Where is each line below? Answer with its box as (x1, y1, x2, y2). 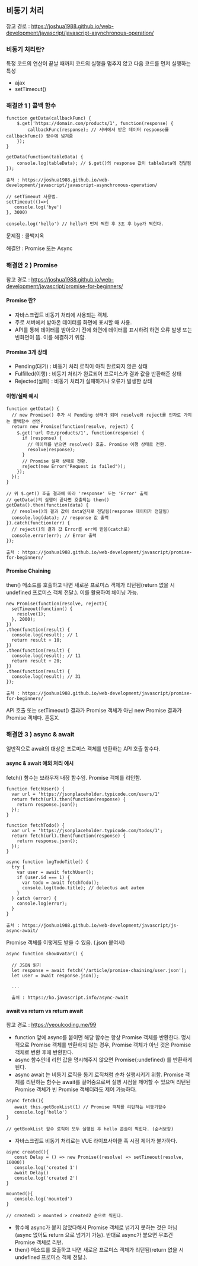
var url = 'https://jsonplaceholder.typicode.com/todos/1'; (11, 828, 163, 834)
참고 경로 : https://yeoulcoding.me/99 (6, 1021, 97, 1029)
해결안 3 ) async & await (6, 730, 75, 739)
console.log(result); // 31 (11, 673, 81, 680)
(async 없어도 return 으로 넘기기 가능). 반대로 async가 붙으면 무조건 (14, 1231, 173, 1239)
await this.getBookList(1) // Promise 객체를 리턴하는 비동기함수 (14, 1104, 167, 1110)
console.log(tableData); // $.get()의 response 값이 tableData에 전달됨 (17, 160, 191, 167)
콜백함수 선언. (12, 418, 43, 424)
